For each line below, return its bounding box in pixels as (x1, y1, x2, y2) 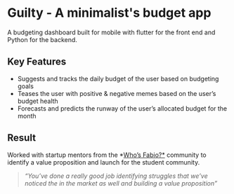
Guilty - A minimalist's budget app (7, 5, 212, 21)
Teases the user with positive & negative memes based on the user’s (17, 89, 216, 97)
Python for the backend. (7, 35, 77, 43)
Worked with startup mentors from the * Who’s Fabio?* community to (7, 151, 207, 159)
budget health (17, 97, 58, 105)
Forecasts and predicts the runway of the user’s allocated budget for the (17, 104, 228, 113)
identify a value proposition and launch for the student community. (7, 158, 200, 166)
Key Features (7, 56, 67, 68)
